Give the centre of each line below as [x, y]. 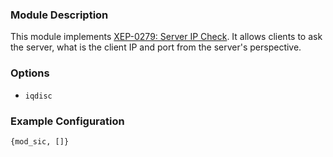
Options [30, 73]
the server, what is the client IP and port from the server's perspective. [156, 47]
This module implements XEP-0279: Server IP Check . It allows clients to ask [166, 37]
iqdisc [38, 96]
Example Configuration [67, 121]
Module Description [59, 15]
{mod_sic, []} [40, 141]
